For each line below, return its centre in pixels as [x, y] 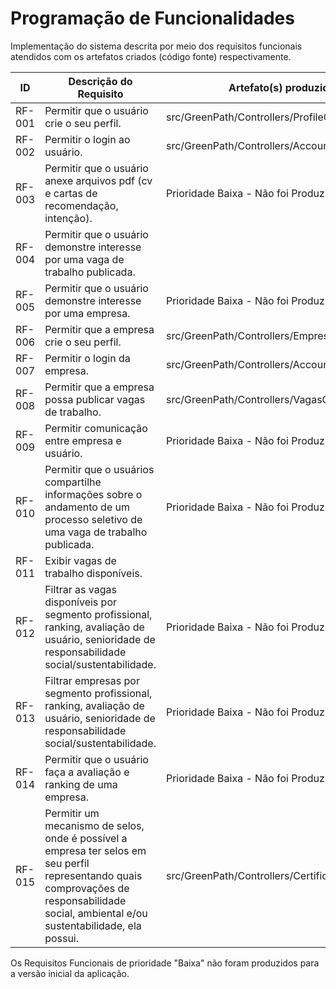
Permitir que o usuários [99, 469]
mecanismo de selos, [94, 825]
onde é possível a [86, 838]
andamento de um [87, 507]
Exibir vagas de [80, 560]
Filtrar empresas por [92, 680]
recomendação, [81, 205]
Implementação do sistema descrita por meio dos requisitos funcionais [156, 46]
